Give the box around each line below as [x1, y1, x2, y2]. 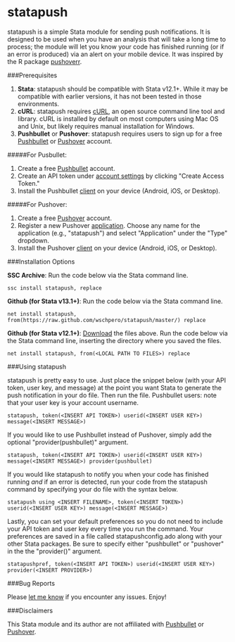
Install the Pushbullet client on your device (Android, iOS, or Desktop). [17, 186, 220, 195]
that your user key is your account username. [7, 398, 139, 406]
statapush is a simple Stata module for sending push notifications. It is [7, 27, 211, 36]
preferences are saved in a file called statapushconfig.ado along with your [7, 532, 223, 540]
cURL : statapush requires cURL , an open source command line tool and [17, 107, 225, 115]
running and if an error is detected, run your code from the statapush [7, 477, 208, 486]
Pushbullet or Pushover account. [17, 136, 113, 145]
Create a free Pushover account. [17, 214, 113, 222]
